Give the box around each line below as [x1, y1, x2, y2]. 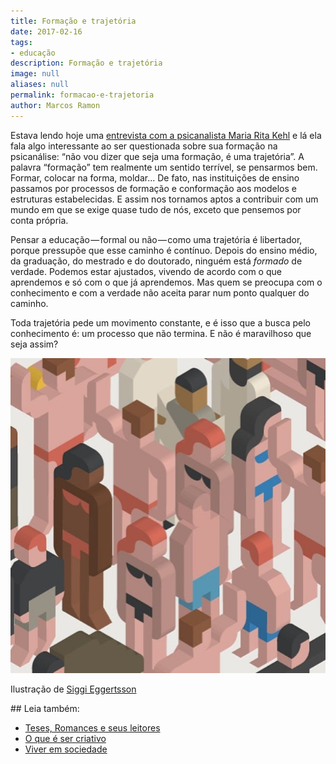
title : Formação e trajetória [10, 16, 137, 26]
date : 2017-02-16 [10, 26, 83, 37]
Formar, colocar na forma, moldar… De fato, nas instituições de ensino [10, 171, 300, 184]
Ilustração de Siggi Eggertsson [10, 683, 137, 695]
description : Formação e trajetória [10, 58, 163, 69]
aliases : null [10, 80, 70, 90]
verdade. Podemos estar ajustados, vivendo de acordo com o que [10, 265, 282, 277]
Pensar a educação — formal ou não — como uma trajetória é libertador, [10, 233, 303, 245]
